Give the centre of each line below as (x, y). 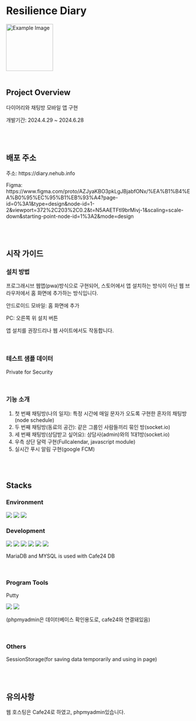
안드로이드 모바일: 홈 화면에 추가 (43, 306)
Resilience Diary (46, 11)
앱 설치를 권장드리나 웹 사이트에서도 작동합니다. (60, 331)
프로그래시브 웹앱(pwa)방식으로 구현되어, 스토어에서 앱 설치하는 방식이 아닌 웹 (95, 286)
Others (16, 646)
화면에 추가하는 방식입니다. (68, 293)
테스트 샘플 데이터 (30, 358)
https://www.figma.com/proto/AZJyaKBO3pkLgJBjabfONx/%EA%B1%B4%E (98, 191)
